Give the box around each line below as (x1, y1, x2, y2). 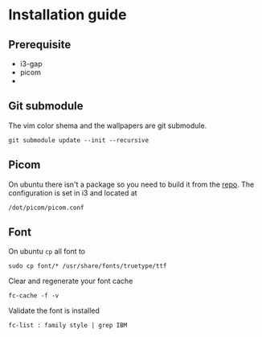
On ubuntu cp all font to (8, 247, 86, 257)
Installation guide (8, 6, 127, 24)
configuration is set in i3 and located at (8, 187, 138, 198)
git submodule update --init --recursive (8, 136, 149, 144)
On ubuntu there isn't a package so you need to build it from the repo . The (8, 179, 255, 189)
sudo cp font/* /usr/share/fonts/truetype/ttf (8, 262, 167, 270)
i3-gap (19, 59, 43, 68)
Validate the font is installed (8, 306, 100, 315)
